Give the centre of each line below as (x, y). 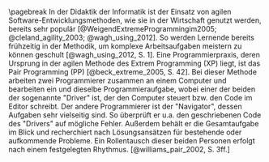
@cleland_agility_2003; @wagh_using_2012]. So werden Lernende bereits (132, 37)
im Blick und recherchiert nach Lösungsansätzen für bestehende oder (125, 132)
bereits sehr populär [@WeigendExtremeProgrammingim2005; (113, 29)
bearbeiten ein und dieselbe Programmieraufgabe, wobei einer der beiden (132, 89)
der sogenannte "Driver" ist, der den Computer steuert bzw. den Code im (130, 98)
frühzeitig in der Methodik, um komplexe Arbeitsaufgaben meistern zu (125, 46)
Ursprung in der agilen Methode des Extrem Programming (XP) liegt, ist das (134, 63)
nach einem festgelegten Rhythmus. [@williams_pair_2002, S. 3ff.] (120, 149)
